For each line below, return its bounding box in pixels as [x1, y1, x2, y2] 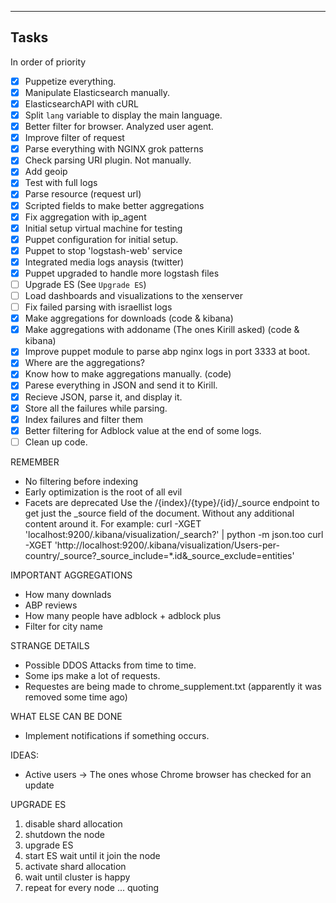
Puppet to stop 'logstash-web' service [24, 244, 183, 256]
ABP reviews [24, 599, 78, 611]
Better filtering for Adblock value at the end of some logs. [24, 424, 262, 436]
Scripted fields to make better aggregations [24, 199, 205, 211]
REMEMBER [10, 456, 60, 468]
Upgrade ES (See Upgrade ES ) [24, 278, 147, 290]
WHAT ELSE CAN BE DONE [10, 710, 123, 722]
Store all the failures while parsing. [24, 402, 168, 414]
